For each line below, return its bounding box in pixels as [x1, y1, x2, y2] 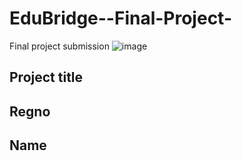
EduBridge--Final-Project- [9, 7, 233, 30]
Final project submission [9, 40, 110, 52]
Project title [9, 69, 84, 86]
